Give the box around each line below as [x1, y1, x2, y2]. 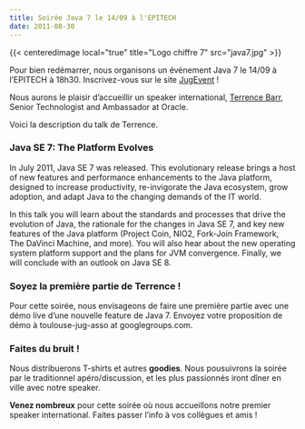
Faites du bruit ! [9, 343, 80, 355]
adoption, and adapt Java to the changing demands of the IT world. [9, 191, 261, 202]
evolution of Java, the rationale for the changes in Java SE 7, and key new [9, 218, 285, 229]
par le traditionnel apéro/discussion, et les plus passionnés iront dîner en [9, 373, 281, 384]
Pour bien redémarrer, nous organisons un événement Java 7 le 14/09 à [9, 65, 277, 75]
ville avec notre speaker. [9, 383, 101, 394]
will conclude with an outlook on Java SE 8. [9, 256, 172, 268]
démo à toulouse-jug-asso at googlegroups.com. [9, 320, 193, 331]
